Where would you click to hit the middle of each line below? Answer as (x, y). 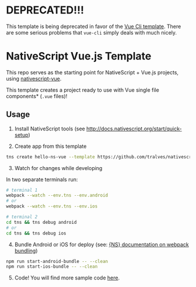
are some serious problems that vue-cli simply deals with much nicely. (91, 32)
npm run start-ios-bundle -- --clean (52, 267)
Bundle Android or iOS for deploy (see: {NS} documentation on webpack (102, 244)
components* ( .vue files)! (37, 96)
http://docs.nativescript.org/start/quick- (134, 129)
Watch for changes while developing (58, 168)
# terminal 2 (22, 217)
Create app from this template (50, 146)
